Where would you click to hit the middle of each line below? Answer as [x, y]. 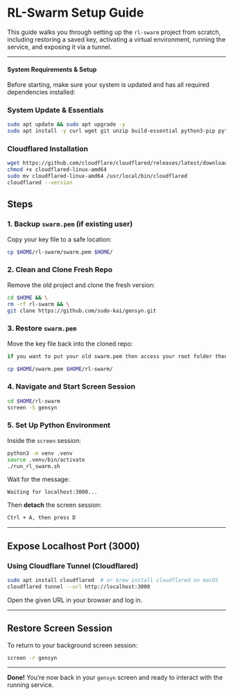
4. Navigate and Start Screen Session [71, 387]
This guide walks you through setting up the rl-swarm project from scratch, [114, 32]
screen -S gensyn [32, 407]
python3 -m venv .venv [40, 453]
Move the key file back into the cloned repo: [70, 343]
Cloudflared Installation [48, 149]
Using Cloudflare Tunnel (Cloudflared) [73, 566]
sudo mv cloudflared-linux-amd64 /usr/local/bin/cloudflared [97, 176]
